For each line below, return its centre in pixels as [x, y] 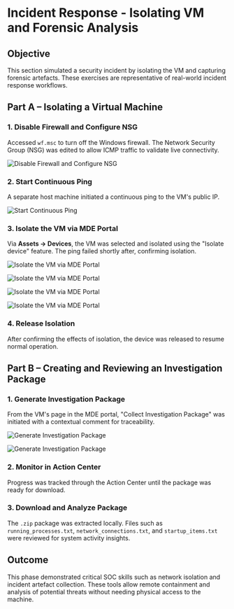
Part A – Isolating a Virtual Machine [85, 107]
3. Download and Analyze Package [67, 507]
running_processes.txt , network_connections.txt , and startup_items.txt [112, 531]
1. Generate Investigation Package [66, 399]
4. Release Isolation [41, 323]
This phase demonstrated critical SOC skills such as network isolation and [114, 577]
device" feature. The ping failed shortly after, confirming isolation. [102, 251]
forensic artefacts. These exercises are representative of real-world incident [117, 78]
